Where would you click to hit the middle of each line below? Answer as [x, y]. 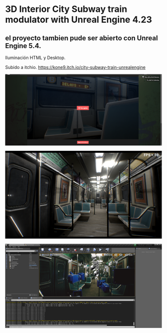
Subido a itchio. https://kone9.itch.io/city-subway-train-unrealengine [75, 67]
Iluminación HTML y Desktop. [35, 58]
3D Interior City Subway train [66, 9]
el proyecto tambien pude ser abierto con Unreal [82, 38]
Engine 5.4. [23, 46]
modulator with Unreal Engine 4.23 [79, 20]
